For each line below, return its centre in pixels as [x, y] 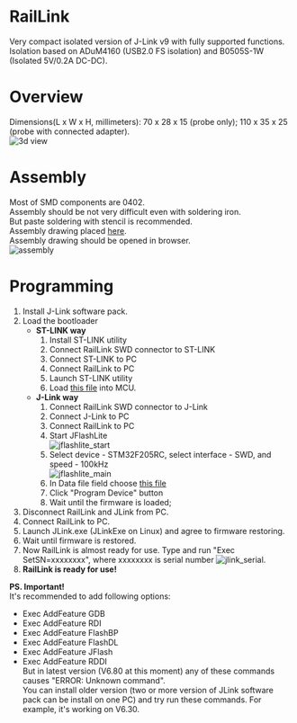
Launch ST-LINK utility [91, 378]
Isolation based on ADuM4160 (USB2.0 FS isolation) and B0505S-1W [137, 50]
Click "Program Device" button [106, 493]
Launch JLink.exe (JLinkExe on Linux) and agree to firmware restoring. [153, 531]
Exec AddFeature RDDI [65, 661]
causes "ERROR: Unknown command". [94, 680]
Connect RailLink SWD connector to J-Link [129, 406]
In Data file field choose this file [108, 483]
